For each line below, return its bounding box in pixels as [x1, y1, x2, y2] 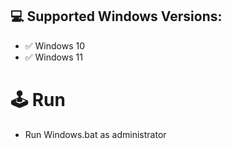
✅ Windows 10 [24, 39, 86, 52]
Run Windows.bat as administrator [24, 128, 167, 140]
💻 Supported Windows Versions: [10, 8, 223, 25]
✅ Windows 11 [24, 51, 83, 63]
